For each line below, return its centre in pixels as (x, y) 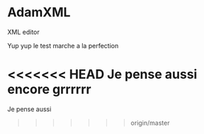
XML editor (24, 32)
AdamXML (39, 12)
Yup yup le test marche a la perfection (63, 45)
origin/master (150, 123)
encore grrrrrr (49, 90)
